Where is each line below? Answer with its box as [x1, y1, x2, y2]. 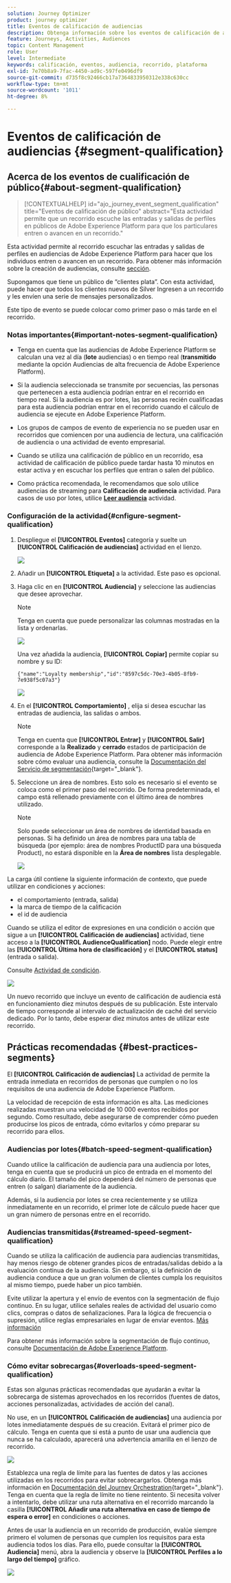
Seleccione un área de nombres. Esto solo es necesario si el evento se [16, 778, 217, 786]
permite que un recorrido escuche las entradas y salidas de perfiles [23, 215, 217, 222]
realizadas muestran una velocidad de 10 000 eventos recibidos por [7, 1106, 199, 1114]
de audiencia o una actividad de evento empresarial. [16, 438, 166, 446]
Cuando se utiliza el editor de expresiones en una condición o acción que [7, 923, 215, 932]
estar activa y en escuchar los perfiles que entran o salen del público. [16, 466, 214, 475]
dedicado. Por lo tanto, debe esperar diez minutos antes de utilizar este [7, 1014, 210, 1022]
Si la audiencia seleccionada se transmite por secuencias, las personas [16, 381, 219, 389]
